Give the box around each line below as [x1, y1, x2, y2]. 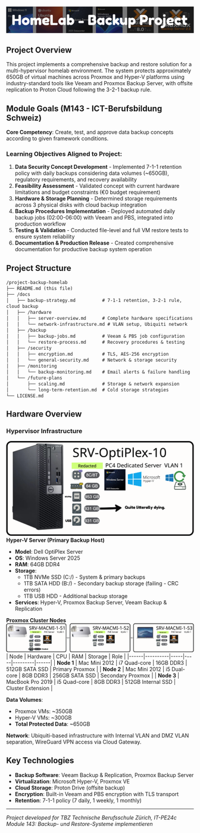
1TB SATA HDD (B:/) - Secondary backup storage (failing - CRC [23, 580, 179, 587]
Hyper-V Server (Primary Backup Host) [6, 536, 105, 544]
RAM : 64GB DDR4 [14, 561, 60, 568]
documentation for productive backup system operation [14, 246, 152, 253]
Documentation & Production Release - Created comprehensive [14, 239, 174, 246]
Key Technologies [6, 755, 74, 766]
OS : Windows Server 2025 [14, 554, 80, 561]
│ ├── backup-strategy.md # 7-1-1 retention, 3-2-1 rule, [6, 298, 183, 304]
